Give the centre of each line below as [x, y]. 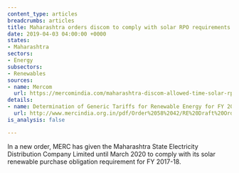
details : [20, 100]
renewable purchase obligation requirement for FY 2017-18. [94, 162]
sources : [20, 80]
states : [19, 41]
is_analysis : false [36, 120]
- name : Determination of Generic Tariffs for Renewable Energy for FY [116, 107]
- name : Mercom [30, 87]
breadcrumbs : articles [41, 21]
